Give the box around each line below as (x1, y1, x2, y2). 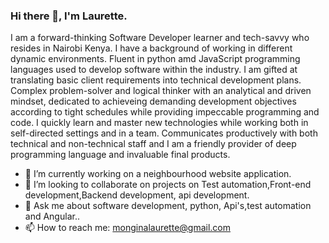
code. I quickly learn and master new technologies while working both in (10, 117, 309, 129)
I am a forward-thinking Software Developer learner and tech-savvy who (10, 32, 310, 44)
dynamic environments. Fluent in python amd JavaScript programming (10, 53, 301, 65)
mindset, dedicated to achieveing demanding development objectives (10, 95, 297, 108)
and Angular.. (24, 210, 80, 223)
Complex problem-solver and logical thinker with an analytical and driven (10, 85, 312, 97)
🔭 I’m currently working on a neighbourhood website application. (24, 168, 292, 180)
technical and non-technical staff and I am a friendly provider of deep (10, 138, 297, 150)
